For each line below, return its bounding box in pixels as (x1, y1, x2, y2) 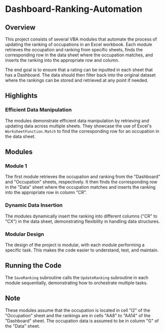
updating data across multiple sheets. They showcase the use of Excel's (5, 123, 152, 129)
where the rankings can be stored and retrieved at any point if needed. (5, 78, 149, 83)
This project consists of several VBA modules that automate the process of (5, 36, 157, 42)
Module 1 (5, 163, 27, 169)
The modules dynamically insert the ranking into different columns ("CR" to (5, 213, 158, 219)
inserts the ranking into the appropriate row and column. (5, 57, 120, 63)
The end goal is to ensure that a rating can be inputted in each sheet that (5, 67, 153, 73)
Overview (5, 23, 36, 32)
